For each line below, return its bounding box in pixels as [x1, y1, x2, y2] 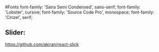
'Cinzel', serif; [5, 15, 33, 20]
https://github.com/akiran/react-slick [5, 41, 79, 47]
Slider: [5, 29, 26, 37]
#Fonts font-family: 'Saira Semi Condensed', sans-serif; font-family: [5, 4, 141, 10]
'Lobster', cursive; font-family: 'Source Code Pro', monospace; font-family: [5, 9, 155, 15]
